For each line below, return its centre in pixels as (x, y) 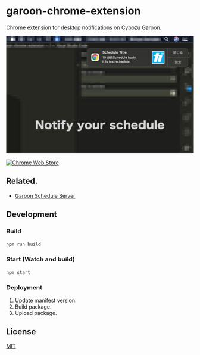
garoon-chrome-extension (74, 11)
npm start (18, 272)
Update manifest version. (46, 300)
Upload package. (36, 313)
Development (32, 215)
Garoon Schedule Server (45, 195)
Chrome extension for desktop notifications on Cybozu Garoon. (84, 27)
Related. (22, 181)
